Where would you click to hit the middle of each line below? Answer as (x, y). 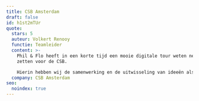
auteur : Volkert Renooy (41, 39)
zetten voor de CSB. (42, 61)
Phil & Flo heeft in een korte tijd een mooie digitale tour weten (102, 56)
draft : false (22, 17)
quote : (14, 28)
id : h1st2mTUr (24, 23)
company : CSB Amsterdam (41, 78)
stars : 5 (22, 34)
